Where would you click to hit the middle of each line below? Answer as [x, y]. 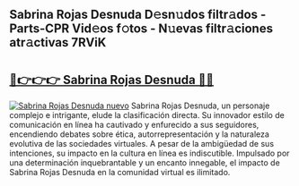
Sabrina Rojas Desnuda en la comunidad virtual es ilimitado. [120, 172]
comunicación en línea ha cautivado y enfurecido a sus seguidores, [134, 125]
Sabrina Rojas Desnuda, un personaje [201, 106]
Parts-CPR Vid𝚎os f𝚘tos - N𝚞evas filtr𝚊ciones [141, 29]
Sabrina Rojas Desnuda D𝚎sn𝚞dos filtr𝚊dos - [138, 15]
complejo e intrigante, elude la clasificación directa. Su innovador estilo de [147, 115]
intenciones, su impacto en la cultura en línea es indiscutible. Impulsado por [149, 153]
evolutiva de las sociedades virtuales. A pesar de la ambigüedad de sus [142, 144]
